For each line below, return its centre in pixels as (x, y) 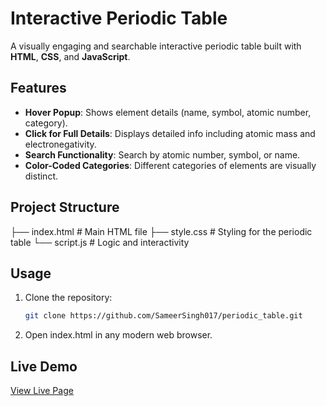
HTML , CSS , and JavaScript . (70, 56)
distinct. (41, 176)
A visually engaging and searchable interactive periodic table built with (156, 46)
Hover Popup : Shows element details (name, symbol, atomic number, (168, 112)
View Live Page (42, 391)
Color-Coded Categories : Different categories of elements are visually (170, 165)
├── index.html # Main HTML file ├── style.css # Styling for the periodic (161, 231)
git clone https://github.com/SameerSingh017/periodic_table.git (163, 316)
